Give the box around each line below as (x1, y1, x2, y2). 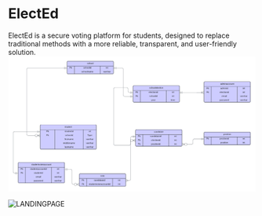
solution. (8, 47, 37, 57)
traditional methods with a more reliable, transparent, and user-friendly (8, 38, 238, 48)
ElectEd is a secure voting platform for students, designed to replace (8, 31, 230, 40)
